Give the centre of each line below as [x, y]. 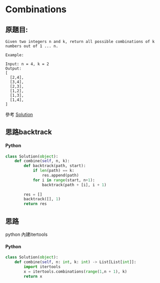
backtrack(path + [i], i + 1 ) [74, 185]
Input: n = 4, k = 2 [27, 64]
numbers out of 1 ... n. [32, 46]
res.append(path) [61, 176]
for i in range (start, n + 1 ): [64, 180]
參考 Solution [19, 114]
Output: [14, 69]
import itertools [42, 267]
